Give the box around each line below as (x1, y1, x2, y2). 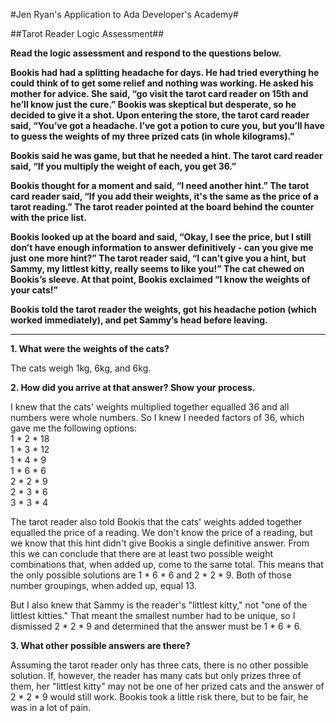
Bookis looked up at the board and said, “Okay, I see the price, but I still (10, 231, 312, 243)
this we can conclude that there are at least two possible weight (10, 548, 274, 559)
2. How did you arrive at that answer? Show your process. (10, 382, 256, 393)
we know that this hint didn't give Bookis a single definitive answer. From (10, 537, 310, 549)
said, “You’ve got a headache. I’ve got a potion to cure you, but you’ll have (10, 120, 325, 131)
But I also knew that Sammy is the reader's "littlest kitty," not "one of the (10, 599, 308, 611)
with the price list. (10, 212, 87, 223)
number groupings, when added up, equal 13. (10, 580, 198, 591)
